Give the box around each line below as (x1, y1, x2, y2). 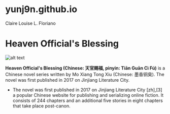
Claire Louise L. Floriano (5, 20, 56, 26)
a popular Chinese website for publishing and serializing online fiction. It (12, 92, 164, 98)
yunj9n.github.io (5, 4, 78, 15)
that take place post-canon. (12, 102, 71, 109)
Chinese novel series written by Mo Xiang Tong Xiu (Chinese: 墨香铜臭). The (5, 71, 165, 77)
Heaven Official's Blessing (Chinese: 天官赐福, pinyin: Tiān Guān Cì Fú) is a (5, 65, 165, 71)
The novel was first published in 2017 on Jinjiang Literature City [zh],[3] (12, 87, 162, 93)
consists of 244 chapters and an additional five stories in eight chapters (12, 97, 163, 103)
